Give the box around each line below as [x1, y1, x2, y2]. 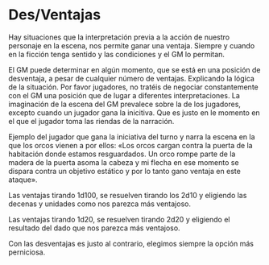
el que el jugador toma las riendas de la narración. [8, 116, 175, 126]
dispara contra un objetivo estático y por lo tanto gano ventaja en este [8, 166, 242, 176]
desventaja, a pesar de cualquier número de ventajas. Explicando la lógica [8, 73, 255, 83]
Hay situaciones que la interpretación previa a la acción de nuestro [8, 32, 230, 42]
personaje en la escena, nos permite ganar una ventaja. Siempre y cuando [8, 40, 255, 50]
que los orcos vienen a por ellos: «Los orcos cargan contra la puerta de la [8, 140, 253, 150]
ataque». [8, 175, 38, 184]
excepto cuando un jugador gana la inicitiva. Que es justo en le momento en [8, 107, 260, 118]
